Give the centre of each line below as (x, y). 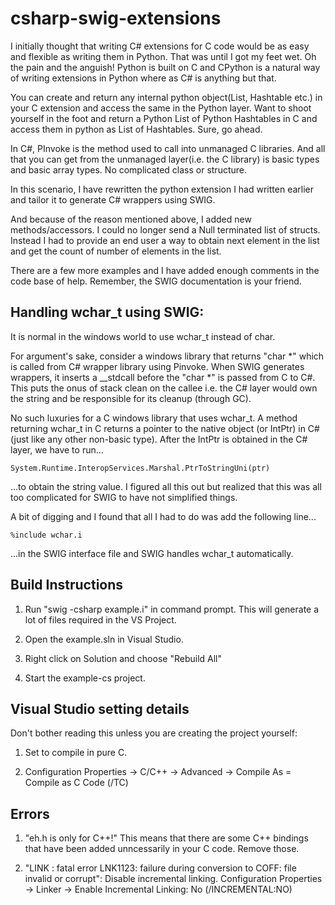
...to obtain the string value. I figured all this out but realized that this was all (166, 486)
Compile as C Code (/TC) (76, 783)
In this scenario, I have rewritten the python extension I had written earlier (162, 189)
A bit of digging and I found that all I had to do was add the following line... (163, 516)
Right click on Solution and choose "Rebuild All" (123, 658)
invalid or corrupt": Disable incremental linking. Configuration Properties (173, 879)
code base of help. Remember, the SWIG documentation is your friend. (156, 281)
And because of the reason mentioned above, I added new (131, 219)
